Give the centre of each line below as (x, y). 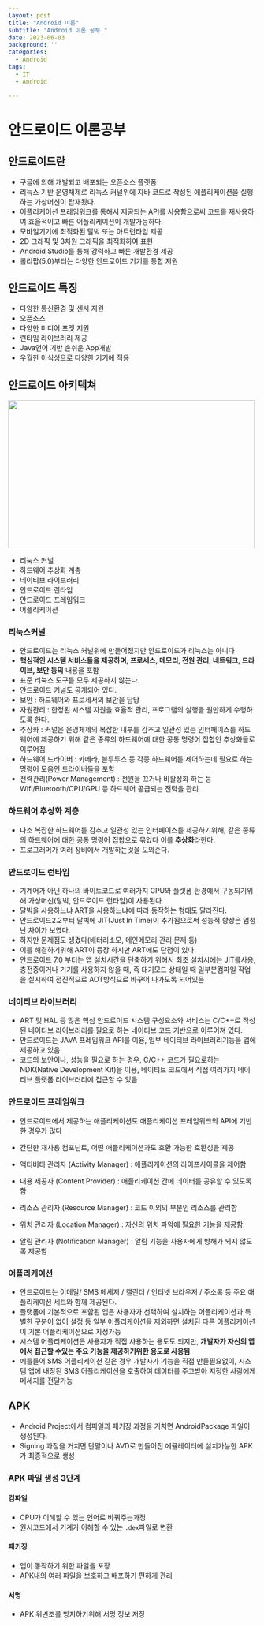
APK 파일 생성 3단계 (45, 1478)
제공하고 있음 (40, 1050)
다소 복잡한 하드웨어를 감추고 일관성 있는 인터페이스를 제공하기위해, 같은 (130, 830)
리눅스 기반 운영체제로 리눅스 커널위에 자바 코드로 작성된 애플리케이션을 (129, 192)
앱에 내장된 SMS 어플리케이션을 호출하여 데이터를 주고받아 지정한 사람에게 (142, 1370)
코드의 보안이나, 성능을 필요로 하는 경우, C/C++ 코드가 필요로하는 (120, 1060)
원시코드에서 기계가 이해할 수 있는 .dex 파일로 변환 (96, 1527)
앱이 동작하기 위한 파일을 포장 (65, 1566)
